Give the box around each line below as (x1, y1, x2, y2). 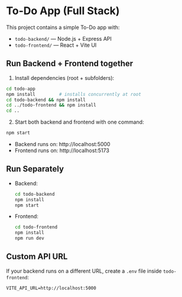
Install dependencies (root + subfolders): (14, 74, 115, 81)
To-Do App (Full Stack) (6, 4, 120, 18)
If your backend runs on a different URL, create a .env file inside (6, 267, 162, 275)
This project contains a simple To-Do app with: (6, 24, 120, 31)
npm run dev (14, 235, 44, 241)
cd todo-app (6, 86, 35, 92)
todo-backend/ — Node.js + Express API (14, 35, 112, 42)
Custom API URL (6, 251, 68, 262)
